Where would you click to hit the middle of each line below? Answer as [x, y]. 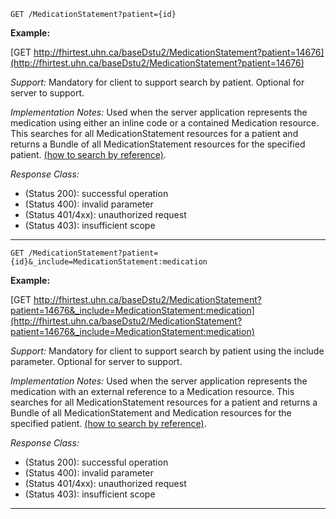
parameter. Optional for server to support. [96, 361]
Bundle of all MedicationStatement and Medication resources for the [151, 413]
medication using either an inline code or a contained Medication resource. [165, 123]
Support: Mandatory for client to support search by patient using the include [167, 351]
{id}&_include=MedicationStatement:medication [109, 262]
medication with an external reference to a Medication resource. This [152, 391]
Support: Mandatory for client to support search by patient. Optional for [157, 82]
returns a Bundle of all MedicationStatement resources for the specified [158, 144]
